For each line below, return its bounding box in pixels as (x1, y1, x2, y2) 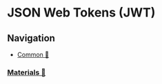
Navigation (7, 32, 55, 44)
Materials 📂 (7, 67, 46, 77)
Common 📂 (17, 50, 50, 59)
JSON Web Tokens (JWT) (7, 5, 156, 21)
